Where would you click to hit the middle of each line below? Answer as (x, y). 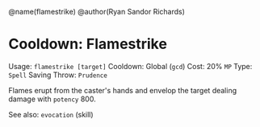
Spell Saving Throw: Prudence (58, 75)
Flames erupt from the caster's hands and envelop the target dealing (123, 90)
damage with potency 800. (52, 99)
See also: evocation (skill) (51, 114)
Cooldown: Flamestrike (88, 44)
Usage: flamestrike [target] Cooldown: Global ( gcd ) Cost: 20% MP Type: (130, 66)
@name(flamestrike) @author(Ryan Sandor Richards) (97, 12)
